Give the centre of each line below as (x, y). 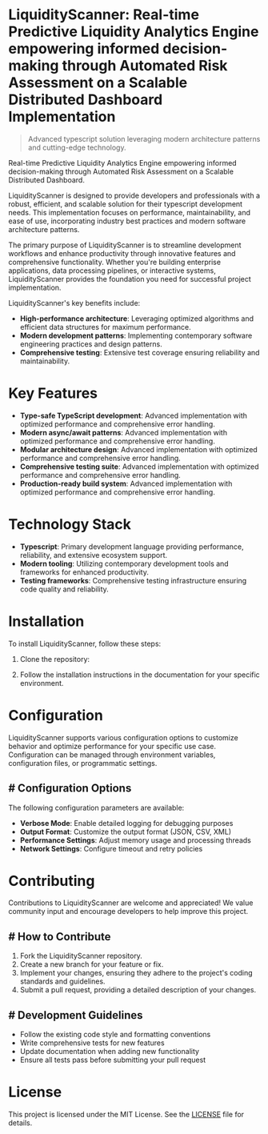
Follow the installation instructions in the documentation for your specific (140, 675)
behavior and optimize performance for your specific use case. (112, 746)
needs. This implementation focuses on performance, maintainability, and (129, 212)
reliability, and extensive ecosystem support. (94, 555)
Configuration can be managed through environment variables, (112, 755)
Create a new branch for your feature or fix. (92, 964)
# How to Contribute (60, 937)
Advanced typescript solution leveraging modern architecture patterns (144, 138)
